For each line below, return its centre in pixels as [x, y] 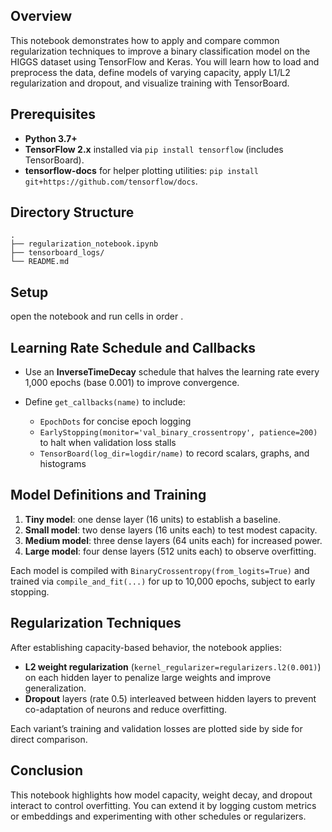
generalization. [55, 688]
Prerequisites [53, 114]
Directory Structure [72, 212]
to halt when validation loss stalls [108, 443]
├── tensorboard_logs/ [57, 253]
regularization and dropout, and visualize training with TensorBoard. [150, 83]
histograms [63, 464]
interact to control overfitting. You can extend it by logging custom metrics [163, 805]
